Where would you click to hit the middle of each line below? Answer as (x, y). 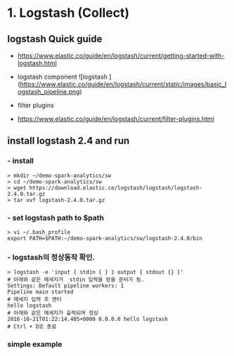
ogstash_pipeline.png (48, 92)
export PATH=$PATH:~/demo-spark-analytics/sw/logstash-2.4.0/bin (105, 238)
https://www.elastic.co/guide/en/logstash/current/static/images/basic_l (123, 84)
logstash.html (37, 63)
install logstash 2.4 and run (69, 141)
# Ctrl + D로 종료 (32, 327)
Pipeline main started (40, 292)
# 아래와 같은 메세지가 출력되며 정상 (53, 313)
